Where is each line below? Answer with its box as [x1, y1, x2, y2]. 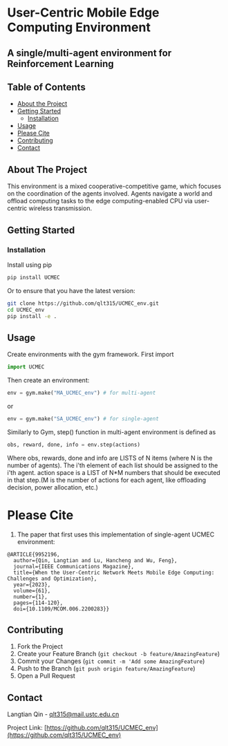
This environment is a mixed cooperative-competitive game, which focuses [7, 182, 222, 191]
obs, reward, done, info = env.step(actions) [7, 441, 140, 448]
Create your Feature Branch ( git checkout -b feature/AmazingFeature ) [17, 650, 220, 658]
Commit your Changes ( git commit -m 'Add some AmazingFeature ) [17, 657, 205, 665]
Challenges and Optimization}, [7, 575, 97, 582]
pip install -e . [7, 313, 57, 319]
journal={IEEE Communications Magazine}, [13, 563, 135, 570]
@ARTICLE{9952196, [7, 551, 60, 558]
